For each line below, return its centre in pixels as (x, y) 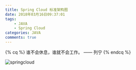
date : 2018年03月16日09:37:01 (35, 14)
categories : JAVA (23, 33)
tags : (11, 19)
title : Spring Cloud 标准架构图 (37, 10)
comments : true (21, 38)
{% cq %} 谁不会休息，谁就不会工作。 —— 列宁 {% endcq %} (68, 52)
